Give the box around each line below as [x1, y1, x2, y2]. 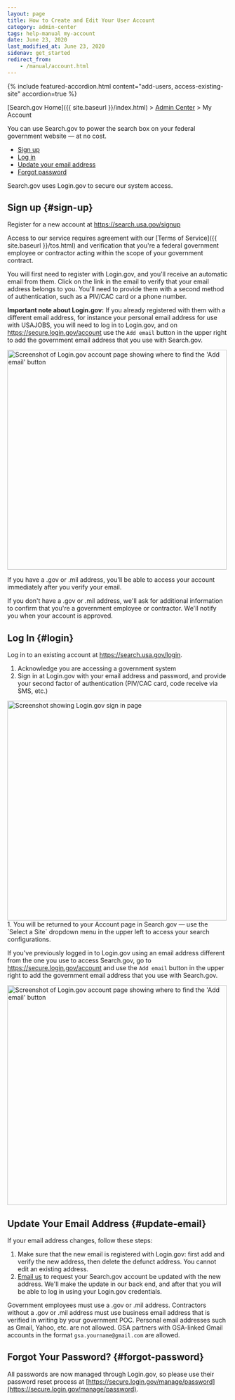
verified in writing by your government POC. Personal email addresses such [7, 1316, 227, 1325]
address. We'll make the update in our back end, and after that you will [17, 1280, 222, 1288]
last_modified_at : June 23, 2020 [7, 43, 105, 50]
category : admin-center [7, 23, 77, 30]
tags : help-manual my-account [7, 30, 96, 37]
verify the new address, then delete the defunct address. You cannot [17, 1257, 217, 1266]
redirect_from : [7, 56, 52, 63]
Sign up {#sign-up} [7, 202, 93, 214]
